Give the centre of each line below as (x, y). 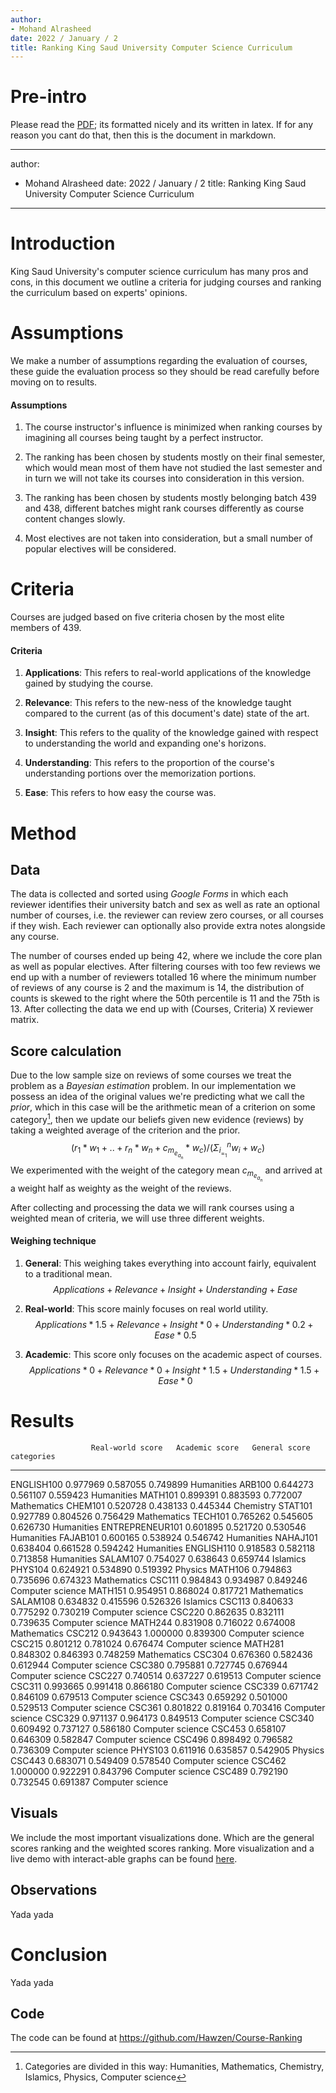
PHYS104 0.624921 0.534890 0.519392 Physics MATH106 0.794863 (151, 1570)
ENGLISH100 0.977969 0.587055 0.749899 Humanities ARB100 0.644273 (162, 1485)
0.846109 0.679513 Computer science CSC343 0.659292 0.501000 (149, 1697)
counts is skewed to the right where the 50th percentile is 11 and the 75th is (165, 998)
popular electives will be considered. (100, 549)
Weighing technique (53, 1241)
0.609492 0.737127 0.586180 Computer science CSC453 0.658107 (148, 1729)
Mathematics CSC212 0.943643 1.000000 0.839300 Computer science (157, 1633)
